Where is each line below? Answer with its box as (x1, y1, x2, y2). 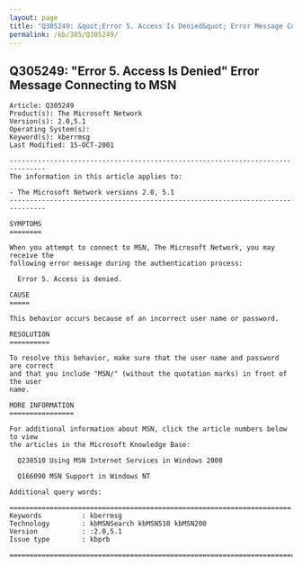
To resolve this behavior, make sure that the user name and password (9, 353, 280, 363)
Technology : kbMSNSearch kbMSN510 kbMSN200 (9, 519, 207, 528)
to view (9, 433, 39, 442)
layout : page (9, 13, 58, 23)
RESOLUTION (9, 330, 50, 339)
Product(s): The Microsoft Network (9, 109, 143, 118)
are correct (9, 361, 54, 370)
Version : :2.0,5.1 (9, 527, 123, 536)
